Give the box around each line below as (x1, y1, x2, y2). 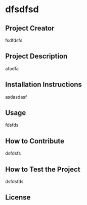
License (5, 193, 31, 202)
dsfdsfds (5, 179, 24, 185)
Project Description (5, 52, 68, 61)
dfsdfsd (5, 4, 39, 15)
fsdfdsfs (5, 37, 23, 43)
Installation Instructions (5, 80, 82, 89)
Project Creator (5, 24, 55, 33)
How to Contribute (5, 136, 65, 145)
